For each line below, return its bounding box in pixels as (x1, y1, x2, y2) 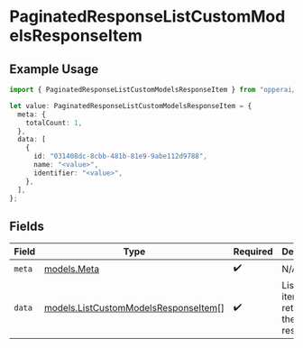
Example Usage (9, 61, 99, 77)
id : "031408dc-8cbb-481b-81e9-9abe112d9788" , (32, 151, 207, 161)
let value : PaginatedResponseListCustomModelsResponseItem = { (9, 101, 252, 110)
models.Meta (43, 262, 100, 275)
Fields (9, 218, 45, 234)
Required (233, 245, 273, 258)
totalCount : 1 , (25, 118, 83, 127)
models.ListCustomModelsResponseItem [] (43, 302, 225, 315)
